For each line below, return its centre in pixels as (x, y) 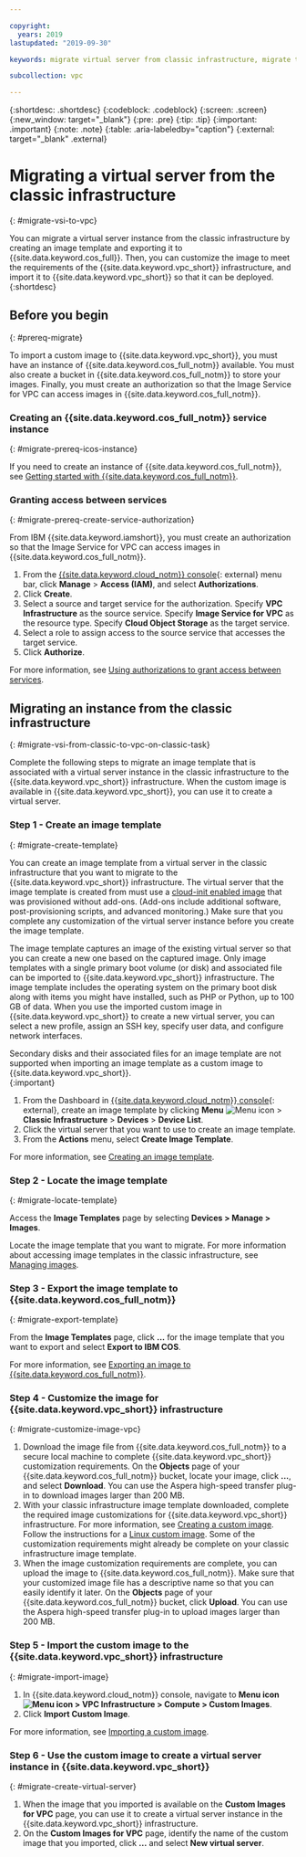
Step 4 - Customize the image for (84, 1398)
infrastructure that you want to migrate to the (94, 872)
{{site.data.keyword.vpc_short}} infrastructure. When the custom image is (148, 782)
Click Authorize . (53, 652)
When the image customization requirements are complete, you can (150, 1564)
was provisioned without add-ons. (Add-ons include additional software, (145, 902)
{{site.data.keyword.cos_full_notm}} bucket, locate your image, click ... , (157, 1476)
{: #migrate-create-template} (64, 845)
